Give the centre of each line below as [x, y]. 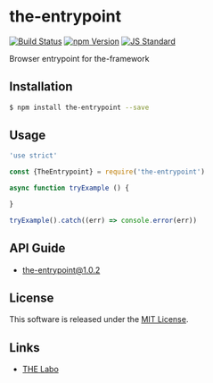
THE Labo [41, 370]
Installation [41, 87]
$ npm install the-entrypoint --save [79, 107]
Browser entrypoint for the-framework [79, 58]
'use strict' [33, 156]
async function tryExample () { [69, 188]
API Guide [37, 248]
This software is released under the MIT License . [99, 319]
